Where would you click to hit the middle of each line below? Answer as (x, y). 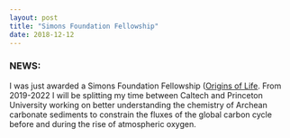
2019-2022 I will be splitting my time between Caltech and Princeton (136, 95)
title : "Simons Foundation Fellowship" (84, 26)
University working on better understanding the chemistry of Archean (138, 105)
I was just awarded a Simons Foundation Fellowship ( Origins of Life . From (145, 86)
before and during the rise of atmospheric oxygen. (103, 124)
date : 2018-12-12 (42, 34)
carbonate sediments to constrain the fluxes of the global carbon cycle (141, 115)
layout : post (34, 18)
